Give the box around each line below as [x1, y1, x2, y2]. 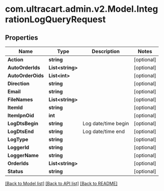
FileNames [7, 96, 33, 103]
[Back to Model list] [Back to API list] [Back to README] [5, 181, 118, 186]
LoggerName [7, 152, 39, 159]
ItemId [7, 104, 23, 111]
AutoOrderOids [7, 72, 44, 79]
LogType [7, 136, 28, 143]
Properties [5, 33, 38, 42]
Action [7, 56, 24, 63]
